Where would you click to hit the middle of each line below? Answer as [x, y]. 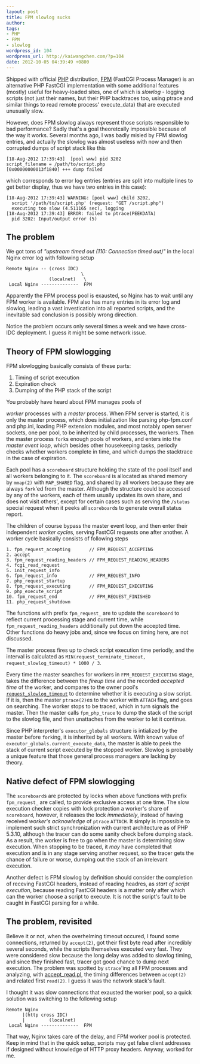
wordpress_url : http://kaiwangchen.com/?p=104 [65, 56]
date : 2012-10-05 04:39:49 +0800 [48, 62]
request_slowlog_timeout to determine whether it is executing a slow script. [99, 694]
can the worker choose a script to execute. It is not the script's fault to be [96, 896]
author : [16, 23]
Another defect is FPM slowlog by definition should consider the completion [99, 877]
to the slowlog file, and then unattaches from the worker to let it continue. [96, 719]
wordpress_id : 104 [29, 51]
